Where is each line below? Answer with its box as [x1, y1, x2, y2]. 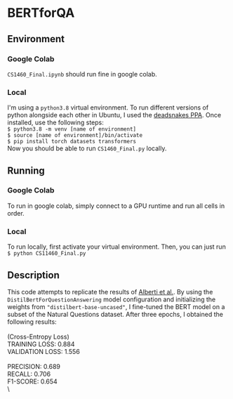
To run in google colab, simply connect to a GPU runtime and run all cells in [7, 202, 225, 210]
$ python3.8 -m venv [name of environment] [7, 126, 137, 133]
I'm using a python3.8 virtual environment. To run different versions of [7, 103, 209, 112]
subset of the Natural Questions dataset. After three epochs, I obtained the [7, 310, 223, 318]
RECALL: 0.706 [7, 369, 51, 378]
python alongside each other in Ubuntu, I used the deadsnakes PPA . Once [7, 111, 222, 119]
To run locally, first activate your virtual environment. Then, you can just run [7, 242, 226, 251]
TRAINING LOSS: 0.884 [7, 339, 75, 348]
